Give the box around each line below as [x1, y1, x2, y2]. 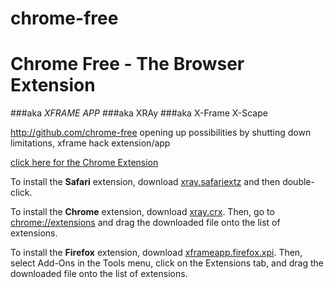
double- [282, 176, 315, 188]
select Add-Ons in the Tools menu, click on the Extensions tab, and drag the [10, 257, 325, 269]
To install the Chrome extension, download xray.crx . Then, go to [10, 206, 275, 218]
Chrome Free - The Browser [10, 53, 245, 76]
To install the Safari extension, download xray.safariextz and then [10, 176, 281, 188]
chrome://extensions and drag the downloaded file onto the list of [10, 217, 281, 229]
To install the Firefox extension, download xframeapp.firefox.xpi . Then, [10, 247, 303, 259]
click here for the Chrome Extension [10, 157, 159, 169]
